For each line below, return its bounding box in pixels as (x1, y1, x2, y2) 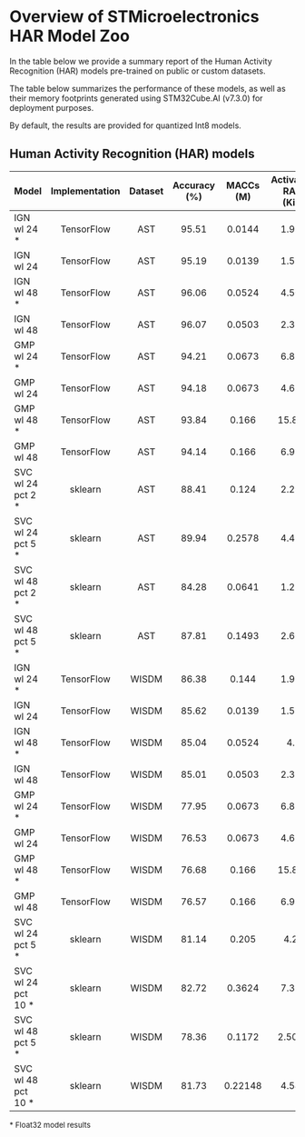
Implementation (50, 185, 121, 197)
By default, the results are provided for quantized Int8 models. (9, 120, 242, 131)
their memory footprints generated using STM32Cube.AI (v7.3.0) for (9, 93, 263, 104)
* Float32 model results (9, 1120, 91, 1130)
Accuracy (172, 179, 216, 192)
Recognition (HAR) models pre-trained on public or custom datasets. (9, 65, 266, 76)
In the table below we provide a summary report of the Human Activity (9, 55, 272, 66)
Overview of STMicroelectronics (9, 6, 261, 27)
